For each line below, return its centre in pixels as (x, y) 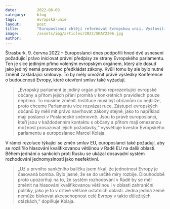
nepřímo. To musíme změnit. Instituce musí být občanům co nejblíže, (89, 100)
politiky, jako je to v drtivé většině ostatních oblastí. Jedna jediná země (91, 190)
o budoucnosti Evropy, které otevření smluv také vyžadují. (66, 80)
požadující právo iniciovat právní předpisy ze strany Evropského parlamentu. (85, 58)
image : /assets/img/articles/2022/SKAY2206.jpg (64, 34)
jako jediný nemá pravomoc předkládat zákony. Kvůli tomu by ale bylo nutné (84, 69)
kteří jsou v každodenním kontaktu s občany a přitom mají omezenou (89, 122)
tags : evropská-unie (36, 19)
